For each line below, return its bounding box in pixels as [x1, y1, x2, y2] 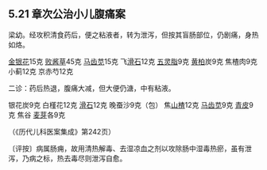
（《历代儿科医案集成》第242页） [8, 127, 115, 136]
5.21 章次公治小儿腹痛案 [8, 7, 126, 21]
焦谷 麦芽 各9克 [17, 110, 66, 119]
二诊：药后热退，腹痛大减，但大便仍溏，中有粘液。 [8, 83, 176, 93]
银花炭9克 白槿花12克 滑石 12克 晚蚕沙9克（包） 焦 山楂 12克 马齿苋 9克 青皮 [8, 100, 250, 109]
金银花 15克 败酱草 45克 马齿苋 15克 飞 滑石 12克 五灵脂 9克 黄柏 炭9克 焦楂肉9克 [8, 56, 258, 66]
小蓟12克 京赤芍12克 [8, 66, 74, 76]
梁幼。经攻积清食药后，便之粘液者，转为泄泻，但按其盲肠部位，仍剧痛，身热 [8, 30, 259, 40]
